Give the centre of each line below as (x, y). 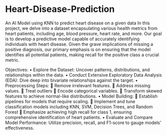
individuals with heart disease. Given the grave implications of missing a (79, 44)
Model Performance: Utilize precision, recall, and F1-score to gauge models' (83, 123)
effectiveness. (20, 128)
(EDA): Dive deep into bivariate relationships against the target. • (72, 80)
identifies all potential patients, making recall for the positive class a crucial (82, 55)
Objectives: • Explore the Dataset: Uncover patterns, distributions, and (78, 69)
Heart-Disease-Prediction (60, 9)
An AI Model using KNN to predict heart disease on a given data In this (78, 23)
